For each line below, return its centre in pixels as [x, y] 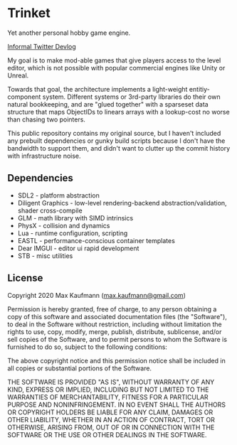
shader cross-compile [50, 210]
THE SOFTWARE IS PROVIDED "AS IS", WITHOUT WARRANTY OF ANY [111, 382]
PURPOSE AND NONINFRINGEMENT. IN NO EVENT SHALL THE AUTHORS [117, 404]
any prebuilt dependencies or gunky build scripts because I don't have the [116, 141]
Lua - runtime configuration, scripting [73, 233]
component [24, 97]
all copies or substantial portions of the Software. [79, 368]
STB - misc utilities [45, 256]
